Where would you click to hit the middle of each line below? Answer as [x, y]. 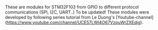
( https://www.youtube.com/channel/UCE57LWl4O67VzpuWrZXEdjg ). [74, 22]
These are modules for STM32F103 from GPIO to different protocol [72, 7]
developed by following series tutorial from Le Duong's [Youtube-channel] [79, 17]
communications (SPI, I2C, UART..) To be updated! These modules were [77, 12]
